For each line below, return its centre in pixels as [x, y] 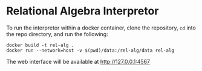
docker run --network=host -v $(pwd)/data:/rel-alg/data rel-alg [90, 50]
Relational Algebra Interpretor [83, 11]
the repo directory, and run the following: [57, 34]
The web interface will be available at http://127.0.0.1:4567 [78, 61]
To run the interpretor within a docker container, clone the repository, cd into [101, 28]
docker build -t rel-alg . [40, 45]
